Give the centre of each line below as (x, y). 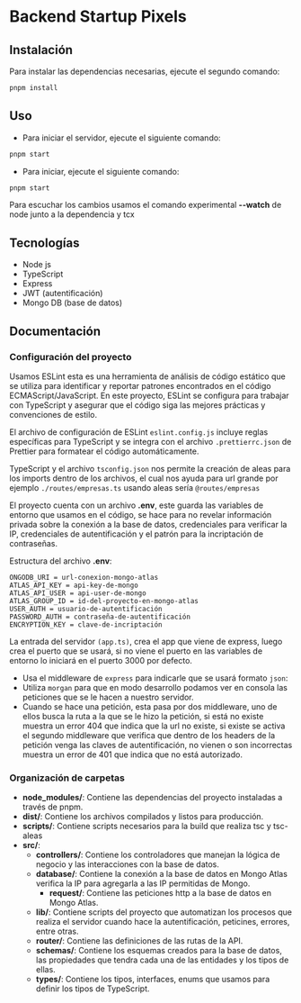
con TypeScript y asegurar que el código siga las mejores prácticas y (137, 405)
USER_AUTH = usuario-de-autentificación (86, 609)
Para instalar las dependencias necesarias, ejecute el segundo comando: (145, 71)
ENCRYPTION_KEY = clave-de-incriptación (86, 624)
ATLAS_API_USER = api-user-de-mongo (78, 593)
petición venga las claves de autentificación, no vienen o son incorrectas (157, 745)
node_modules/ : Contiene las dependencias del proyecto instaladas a (152, 798)
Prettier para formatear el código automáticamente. (104, 451)
